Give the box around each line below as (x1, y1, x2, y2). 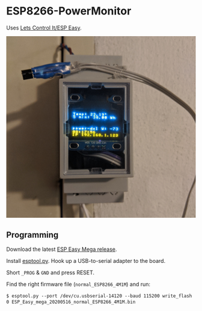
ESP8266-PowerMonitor (6, 4, 132, 18)
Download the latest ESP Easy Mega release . (6, 245, 117, 253)
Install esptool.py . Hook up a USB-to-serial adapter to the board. (6, 257, 166, 265)
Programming (6, 230, 59, 240)
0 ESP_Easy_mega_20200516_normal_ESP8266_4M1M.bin (6, 299, 136, 305)
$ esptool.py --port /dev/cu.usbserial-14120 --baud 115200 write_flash (6, 293, 192, 299)
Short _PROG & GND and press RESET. (6, 269, 95, 276)
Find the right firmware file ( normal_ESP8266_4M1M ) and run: (6, 281, 151, 288)
